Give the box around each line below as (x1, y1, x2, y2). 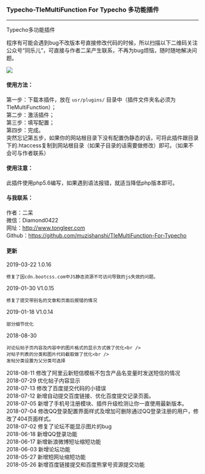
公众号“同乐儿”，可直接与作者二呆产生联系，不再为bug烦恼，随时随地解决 (6, 47, 192, 54)
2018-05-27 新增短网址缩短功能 (6, 453, 86, 461)
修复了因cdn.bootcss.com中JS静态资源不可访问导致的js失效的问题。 (6, 274, 159, 280)
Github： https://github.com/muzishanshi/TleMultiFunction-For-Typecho (6, 232, 187, 239)
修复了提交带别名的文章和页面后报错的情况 (6, 297, 98, 304)
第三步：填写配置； (6, 119, 55, 126)
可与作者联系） (11, 149, 49, 156)
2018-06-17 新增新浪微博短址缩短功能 (6, 438, 101, 445)
